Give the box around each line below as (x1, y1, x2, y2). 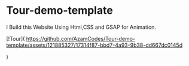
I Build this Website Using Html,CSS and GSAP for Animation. (6, 23, 157, 31)
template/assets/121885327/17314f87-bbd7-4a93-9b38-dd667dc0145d (6, 41, 183, 49)
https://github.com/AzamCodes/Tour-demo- (26, 35, 136, 42)
